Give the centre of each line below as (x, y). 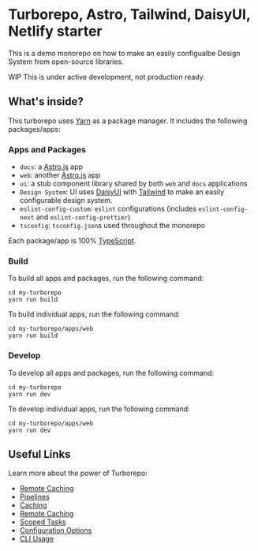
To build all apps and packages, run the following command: (106, 279)
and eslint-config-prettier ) (83, 217)
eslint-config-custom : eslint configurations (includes (108, 209)
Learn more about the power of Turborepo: (78, 473)
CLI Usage (37, 539)
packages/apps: (34, 129)
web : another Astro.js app (60, 175)
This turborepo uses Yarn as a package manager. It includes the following (128, 121)
